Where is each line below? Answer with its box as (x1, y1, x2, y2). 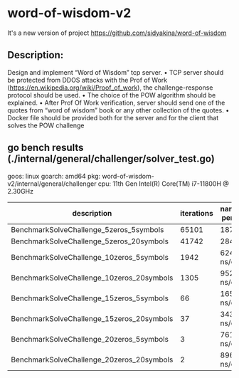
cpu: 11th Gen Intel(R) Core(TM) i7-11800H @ (97, 179, 230, 188)
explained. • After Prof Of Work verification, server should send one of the (7, 98, 225, 107)
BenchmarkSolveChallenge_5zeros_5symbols (11, 224, 164, 234)
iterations (180, 208, 213, 218)
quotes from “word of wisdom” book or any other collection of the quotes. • (7, 105, 230, 115)
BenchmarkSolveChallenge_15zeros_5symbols (11, 293, 169, 303)
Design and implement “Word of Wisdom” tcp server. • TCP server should (7, 68, 224, 76)
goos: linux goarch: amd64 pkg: (7, 172, 101, 180)
